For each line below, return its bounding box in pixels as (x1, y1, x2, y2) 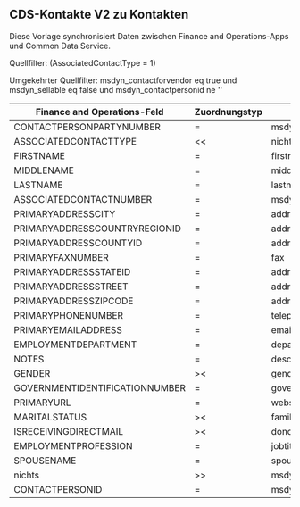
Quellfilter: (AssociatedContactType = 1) (9, 57, 156, 68)
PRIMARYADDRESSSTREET (13, 280, 129, 293)
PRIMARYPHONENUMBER (13, 309, 123, 321)
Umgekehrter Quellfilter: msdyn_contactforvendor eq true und (9, 75, 237, 86)
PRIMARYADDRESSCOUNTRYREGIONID (13, 222, 181, 235)
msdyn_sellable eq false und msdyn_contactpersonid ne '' (9, 84, 223, 95)
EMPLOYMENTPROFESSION (13, 439, 133, 452)
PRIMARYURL (13, 396, 71, 409)
